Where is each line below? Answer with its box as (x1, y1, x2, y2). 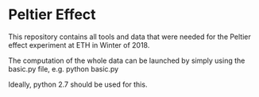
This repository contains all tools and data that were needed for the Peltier (8, 32, 252, 41)
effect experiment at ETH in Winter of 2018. (8, 40, 150, 49)
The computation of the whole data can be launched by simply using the (8, 56, 245, 65)
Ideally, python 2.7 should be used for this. (8, 80, 148, 89)
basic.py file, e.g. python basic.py (8, 64, 119, 73)
